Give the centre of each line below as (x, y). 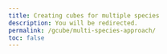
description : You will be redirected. (73, 23)
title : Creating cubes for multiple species (84, 15)
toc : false (26, 38)
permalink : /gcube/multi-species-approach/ (82, 30)
